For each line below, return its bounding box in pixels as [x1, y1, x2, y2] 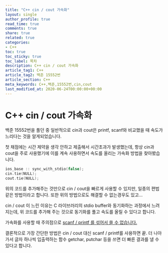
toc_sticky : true [5, 54, 42, 59]
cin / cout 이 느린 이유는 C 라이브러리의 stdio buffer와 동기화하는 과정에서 [5, 202, 150, 208]
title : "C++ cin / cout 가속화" [5, 7, 70, 13]
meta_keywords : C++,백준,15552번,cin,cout [5, 82, 92, 87]
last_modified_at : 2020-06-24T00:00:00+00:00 [5, 86, 102, 92]
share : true [5, 31, 30, 36]
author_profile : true [5, 17, 51, 22]
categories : [5, 40, 30, 45]
